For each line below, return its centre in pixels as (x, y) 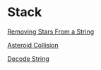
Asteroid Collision (33, 45)
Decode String (28, 58)
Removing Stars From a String (50, 31)
